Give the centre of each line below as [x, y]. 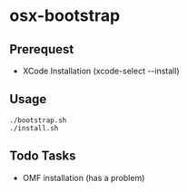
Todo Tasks [43, 156]
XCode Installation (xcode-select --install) [101, 71]
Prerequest [42, 49]
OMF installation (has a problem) [84, 178]
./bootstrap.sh [38, 120]
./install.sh [34, 128]
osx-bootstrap [65, 16]
